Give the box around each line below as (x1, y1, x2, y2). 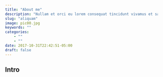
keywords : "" (5, 25, 32, 30)
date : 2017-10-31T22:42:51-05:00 (5, 43, 73, 48)
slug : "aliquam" (5, 16, 38, 21)
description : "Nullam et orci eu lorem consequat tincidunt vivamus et (5, 12, 153, 16)
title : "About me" (5, 7, 42, 12)
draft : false (5, 47, 32, 52)
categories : (5, 30, 29, 34)
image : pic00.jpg (5, 20, 40, 26)
